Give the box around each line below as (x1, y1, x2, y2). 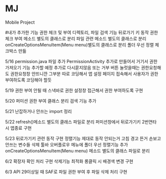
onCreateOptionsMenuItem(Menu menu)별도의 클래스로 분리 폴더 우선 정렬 (5, 41, 154, 47)
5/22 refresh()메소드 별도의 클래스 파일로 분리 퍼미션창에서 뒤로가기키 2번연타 (5, 119, 157, 125)
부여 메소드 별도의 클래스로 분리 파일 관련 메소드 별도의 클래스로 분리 (14, 36, 147, 41)
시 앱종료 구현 (5, 125, 32, 131)
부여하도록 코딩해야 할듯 (5, 77, 52, 83)
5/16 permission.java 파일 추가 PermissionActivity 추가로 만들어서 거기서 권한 (5, 58, 158, 64)
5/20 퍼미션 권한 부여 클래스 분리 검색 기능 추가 (5, 98, 97, 104)
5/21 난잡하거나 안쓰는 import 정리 (5, 108, 72, 114)
